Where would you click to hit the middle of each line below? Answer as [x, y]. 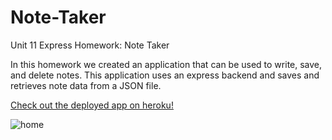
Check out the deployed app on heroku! [92, 105]
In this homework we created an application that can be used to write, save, [166, 64]
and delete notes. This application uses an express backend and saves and [165, 75]
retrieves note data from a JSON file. [86, 85]
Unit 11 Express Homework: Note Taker [90, 45]
